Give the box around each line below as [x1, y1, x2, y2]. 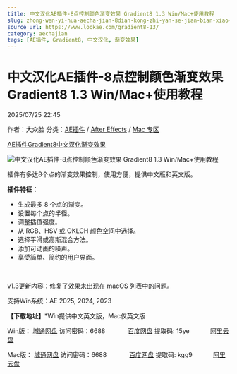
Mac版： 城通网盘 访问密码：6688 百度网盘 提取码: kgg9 [7, 351, 193, 359]
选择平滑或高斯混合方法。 [17, 236, 92, 244]
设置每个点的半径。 [17, 209, 74, 217]
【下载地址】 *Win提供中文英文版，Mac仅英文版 [7, 312, 146, 320]
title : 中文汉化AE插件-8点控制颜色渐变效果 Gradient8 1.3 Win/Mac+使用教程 [7, 10, 215, 18]
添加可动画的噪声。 [17, 244, 74, 253]
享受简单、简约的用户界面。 [17, 253, 99, 262]
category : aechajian [7, 30, 68, 37]
